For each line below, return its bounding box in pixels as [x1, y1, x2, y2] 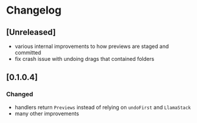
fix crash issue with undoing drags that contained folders [14, 56, 154, 62]
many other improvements [14, 110, 80, 117]
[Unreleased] [6, 27, 56, 37]
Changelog [6, 4, 62, 17]
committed [14, 49, 42, 56]
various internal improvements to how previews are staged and [14, 43, 169, 50]
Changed [6, 90, 34, 98]
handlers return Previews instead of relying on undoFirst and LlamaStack [14, 103, 191, 111]
